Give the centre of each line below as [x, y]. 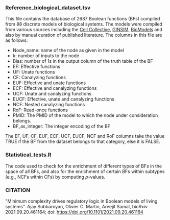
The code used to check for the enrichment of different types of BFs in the [84, 166]
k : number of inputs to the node [46, 56]
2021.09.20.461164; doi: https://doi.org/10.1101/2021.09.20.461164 [75, 212]
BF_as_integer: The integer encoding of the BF [62, 126]
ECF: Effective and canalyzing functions [55, 88]
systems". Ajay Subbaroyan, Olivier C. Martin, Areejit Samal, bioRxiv [77, 206]
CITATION [18, 190]
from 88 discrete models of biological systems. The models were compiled [84, 24]
